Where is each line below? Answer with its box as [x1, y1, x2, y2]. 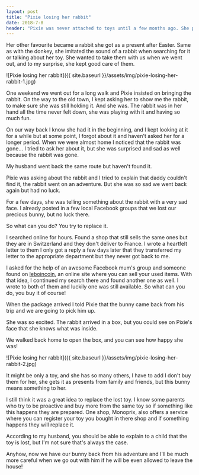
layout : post [6, 8, 38, 15]
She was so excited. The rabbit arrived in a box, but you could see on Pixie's [6, 319, 192, 326]
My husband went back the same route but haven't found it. [6, 163, 152, 170]
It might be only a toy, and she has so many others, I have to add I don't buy [6, 372, 191, 379]
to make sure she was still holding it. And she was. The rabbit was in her [6, 102, 182, 110]
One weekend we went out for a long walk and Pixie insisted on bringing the [6, 89, 191, 97]
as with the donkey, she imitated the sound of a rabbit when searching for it [6, 48, 191, 55]
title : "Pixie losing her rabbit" [6, 14, 92, 20]
